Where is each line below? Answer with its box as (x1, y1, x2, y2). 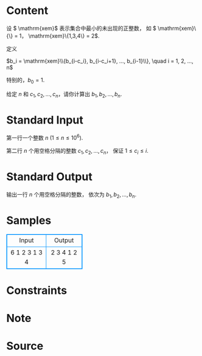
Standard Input (6, 113, 83, 127)
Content (6, 4, 49, 18)
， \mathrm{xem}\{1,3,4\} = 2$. (21, 32, 100, 40)
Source (6, 339, 44, 353)
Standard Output (6, 170, 92, 184)
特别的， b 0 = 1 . (6, 76, 45, 85)
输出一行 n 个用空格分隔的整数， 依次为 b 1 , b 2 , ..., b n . (6, 190, 137, 200)
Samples (6, 214, 52, 227)
